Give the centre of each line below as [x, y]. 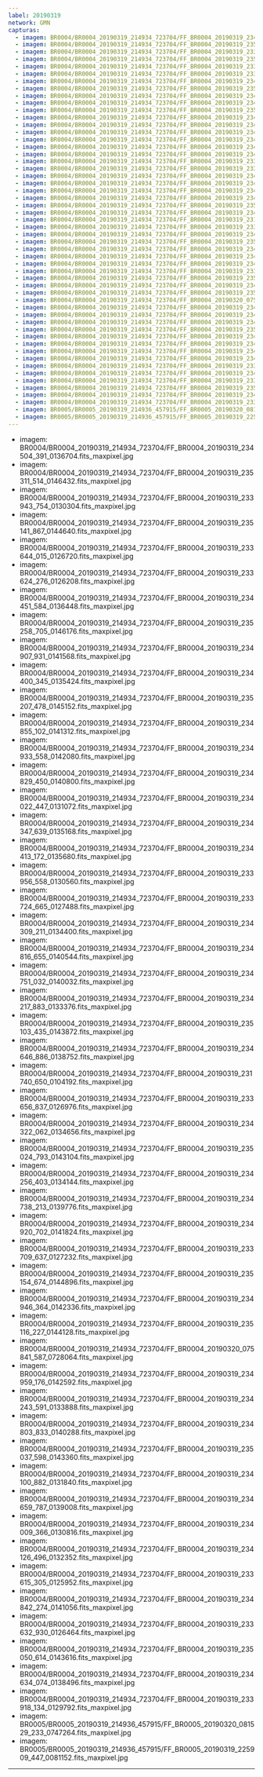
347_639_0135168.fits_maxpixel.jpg [76, 831]
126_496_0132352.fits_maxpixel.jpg [76, 1557]
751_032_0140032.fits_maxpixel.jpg [77, 982]
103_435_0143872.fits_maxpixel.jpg [77, 1031]
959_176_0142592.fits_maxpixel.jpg [76, 1382]
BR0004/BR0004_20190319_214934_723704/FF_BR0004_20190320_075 [137, 1348]
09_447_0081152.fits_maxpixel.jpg [74, 1757]
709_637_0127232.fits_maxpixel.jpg [76, 1256]
